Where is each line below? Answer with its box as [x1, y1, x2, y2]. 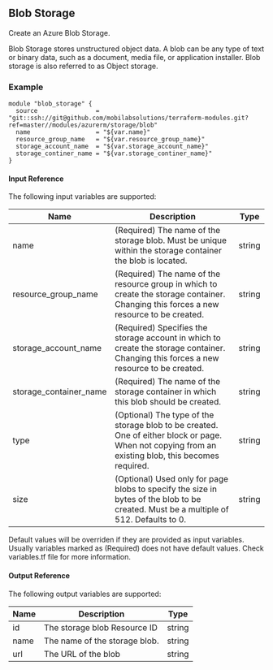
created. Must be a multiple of [115, 504, 229, 515]
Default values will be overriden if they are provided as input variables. [8, 535, 245, 545]
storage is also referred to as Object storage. [8, 61, 158, 71]
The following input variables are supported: [8, 192, 157, 201]
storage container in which [115, 386, 217, 397]
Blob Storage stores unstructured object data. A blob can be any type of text [8, 44, 265, 54]
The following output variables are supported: [8, 589, 162, 599]
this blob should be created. [115, 396, 222, 408]
